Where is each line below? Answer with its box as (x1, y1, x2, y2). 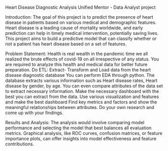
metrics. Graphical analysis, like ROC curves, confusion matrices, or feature (5, 130, 162, 136)
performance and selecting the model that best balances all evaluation (5, 125, 152, 131)
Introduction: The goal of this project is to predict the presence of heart (5, 14, 153, 20)
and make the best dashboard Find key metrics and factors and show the (5, 99, 157, 105)
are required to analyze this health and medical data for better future (5, 62, 148, 67)
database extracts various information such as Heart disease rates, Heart (5, 78, 158, 83)
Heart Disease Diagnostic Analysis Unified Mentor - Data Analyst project (5, 5, 156, 10)
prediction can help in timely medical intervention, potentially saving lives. (5, 30, 159, 36)
